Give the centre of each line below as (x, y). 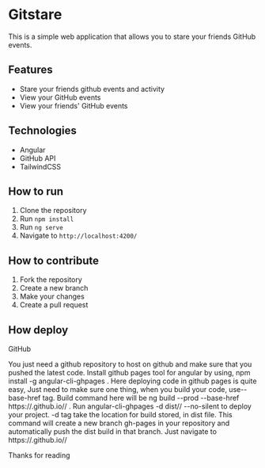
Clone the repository (53, 211)
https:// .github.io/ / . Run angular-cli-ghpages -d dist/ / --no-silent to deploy (130, 406)
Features (30, 70)
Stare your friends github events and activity (92, 89)
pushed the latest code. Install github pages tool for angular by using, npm (129, 373)
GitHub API (38, 158)
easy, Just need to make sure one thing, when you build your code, (118, 389)
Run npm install (47, 219)
